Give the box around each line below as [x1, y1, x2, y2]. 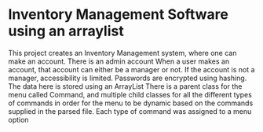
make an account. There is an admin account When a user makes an [8, 57, 230, 66]
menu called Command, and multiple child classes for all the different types [8, 90, 253, 99]
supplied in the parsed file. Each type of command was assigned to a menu [8, 106, 252, 115]
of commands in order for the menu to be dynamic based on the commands [8, 98, 254, 108]
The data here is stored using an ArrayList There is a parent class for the [8, 81, 243, 91]
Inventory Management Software [8, 5, 229, 24]
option [8, 115, 29, 124]
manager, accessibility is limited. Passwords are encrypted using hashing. [8, 73, 247, 82]
